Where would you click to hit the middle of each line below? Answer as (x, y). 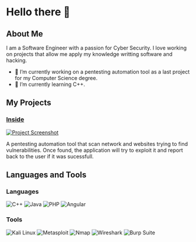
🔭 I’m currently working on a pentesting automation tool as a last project (102, 72)
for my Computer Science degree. (56, 78)
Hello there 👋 (38, 12)
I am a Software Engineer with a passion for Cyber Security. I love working (97, 48)
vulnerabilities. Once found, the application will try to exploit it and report (94, 150)
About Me (24, 34)
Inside (15, 120)
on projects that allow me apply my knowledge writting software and (89, 54)
